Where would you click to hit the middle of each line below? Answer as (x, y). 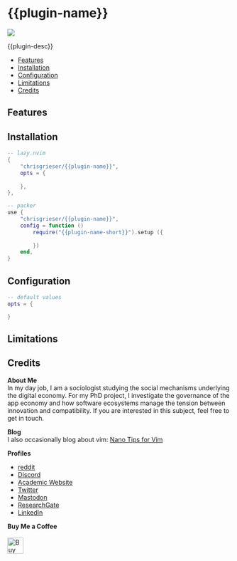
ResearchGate (38, 505)
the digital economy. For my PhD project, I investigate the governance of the (118, 395)
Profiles (19, 453)
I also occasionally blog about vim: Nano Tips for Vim (85, 439)
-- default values (34, 297)
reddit (26, 467)
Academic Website (45, 482)
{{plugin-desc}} (30, 46)
